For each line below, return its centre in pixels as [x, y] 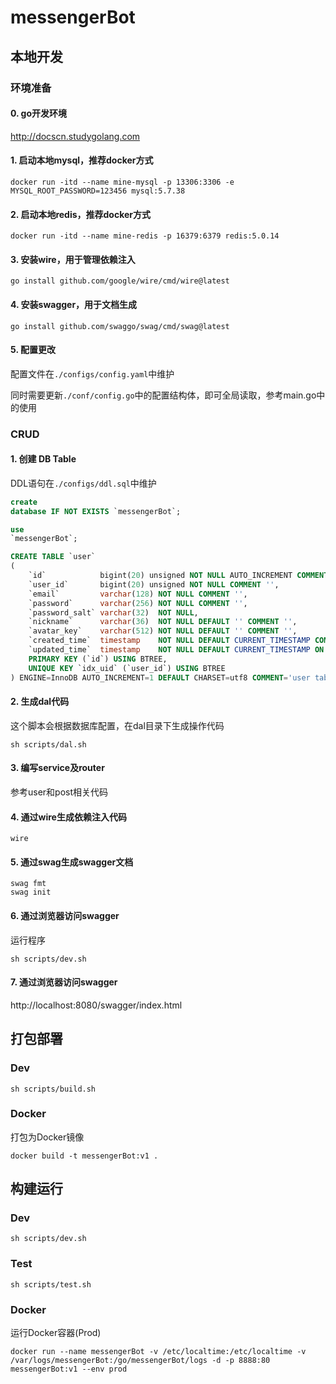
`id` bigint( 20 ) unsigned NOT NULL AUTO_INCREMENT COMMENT [178, 576]
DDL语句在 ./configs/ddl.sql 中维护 [83, 483]
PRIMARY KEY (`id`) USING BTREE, [98, 659]
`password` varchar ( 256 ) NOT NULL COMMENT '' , [138, 603]
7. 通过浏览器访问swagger [64, 982]
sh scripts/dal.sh [48, 744]
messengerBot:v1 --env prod [69, 1369]
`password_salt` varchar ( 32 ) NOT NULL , [113, 612]
